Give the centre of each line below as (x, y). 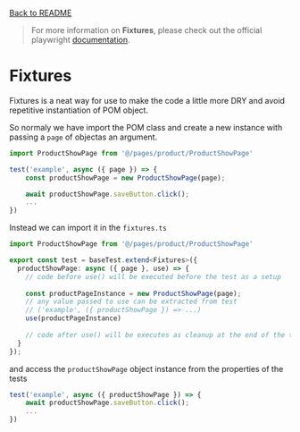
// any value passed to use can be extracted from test (132, 302)
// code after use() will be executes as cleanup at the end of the (155, 335)
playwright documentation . (81, 40)
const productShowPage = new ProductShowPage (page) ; (125, 178)
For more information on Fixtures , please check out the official (146, 30)
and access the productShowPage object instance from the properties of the (146, 368)
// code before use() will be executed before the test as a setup (153, 276)
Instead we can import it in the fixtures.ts (88, 228)
